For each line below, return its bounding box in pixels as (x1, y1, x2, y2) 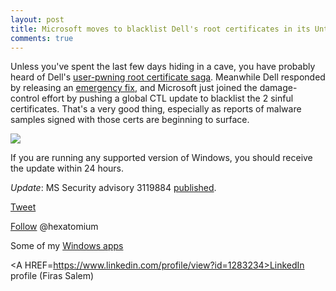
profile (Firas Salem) (10, 270, 95, 282)
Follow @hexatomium (10, 221, 99, 233)
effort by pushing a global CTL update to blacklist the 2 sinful (41, 92, 294, 105)
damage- (259, 82, 298, 94)
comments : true (10, 33, 74, 43)
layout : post (10, 14, 65, 25)
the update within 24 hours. (10, 162, 125, 175)
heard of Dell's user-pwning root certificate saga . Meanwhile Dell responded (10, 71, 326, 83)
